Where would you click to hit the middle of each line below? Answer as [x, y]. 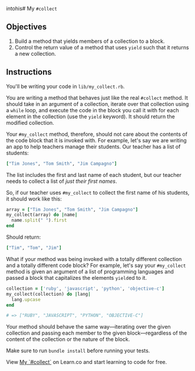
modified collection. [30, 122]
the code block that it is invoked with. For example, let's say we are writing [96, 140]
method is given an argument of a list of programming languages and [90, 271]
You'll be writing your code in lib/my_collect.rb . [65, 86]
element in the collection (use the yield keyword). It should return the [90, 116]
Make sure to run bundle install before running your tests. [78, 351]
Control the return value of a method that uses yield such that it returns [102, 47]
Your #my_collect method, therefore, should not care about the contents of [97, 134]
